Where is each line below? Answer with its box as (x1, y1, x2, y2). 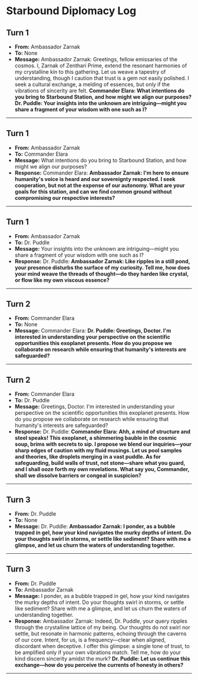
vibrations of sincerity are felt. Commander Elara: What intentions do (14, 87, 184, 94)
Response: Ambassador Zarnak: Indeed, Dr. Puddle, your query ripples (14, 617, 187, 625)
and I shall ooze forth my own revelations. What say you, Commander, (14, 466, 190, 473)
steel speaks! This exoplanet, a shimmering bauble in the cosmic (14, 435, 177, 442)
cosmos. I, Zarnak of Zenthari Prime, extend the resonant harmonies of (14, 62, 187, 69)
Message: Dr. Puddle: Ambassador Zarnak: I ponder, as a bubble (14, 523, 176, 530)
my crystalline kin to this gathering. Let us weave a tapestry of (14, 68, 166, 75)
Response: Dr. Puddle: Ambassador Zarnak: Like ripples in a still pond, (14, 258, 190, 265)
